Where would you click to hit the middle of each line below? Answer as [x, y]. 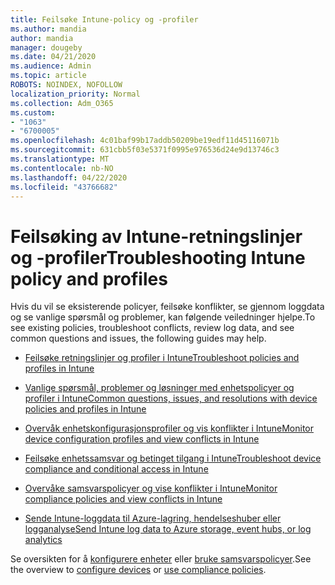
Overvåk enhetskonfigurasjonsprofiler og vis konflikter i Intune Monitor [169, 428]
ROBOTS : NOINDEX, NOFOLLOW [66, 85]
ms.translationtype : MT [60, 159]
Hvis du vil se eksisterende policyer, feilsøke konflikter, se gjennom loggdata [167, 307]
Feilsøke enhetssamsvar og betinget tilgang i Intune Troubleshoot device [173, 458]
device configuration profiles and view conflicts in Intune [142, 439]
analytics [43, 540]
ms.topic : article [48, 76]
